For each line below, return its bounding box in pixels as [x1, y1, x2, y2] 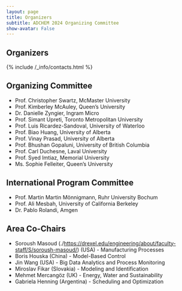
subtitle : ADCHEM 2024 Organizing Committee [6, 20, 119, 26]
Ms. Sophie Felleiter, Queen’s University [14, 160, 113, 168]
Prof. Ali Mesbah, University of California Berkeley [14, 200, 139, 207]
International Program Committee [6, 178, 134, 188]
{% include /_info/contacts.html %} [6, 63, 93, 71]
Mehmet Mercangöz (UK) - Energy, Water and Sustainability [14, 271, 163, 278]
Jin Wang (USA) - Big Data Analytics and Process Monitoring [14, 259, 165, 266]
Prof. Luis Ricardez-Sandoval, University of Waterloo [14, 122, 145, 129]
